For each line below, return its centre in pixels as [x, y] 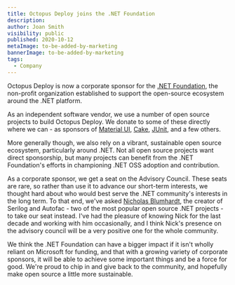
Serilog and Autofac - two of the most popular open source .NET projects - [115, 208]
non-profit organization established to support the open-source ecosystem [116, 93]
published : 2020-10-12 [40, 40]
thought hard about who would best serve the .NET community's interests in [117, 193]
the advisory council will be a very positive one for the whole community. [113, 230]
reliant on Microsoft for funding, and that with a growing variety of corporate [117, 251]
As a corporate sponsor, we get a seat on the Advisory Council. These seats [117, 179]
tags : [15, 60]
